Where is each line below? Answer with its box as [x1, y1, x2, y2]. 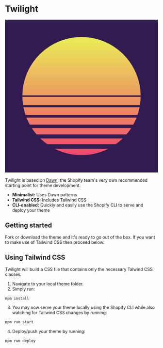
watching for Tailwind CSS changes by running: [12, 310, 107, 316]
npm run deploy [5, 338, 36, 344]
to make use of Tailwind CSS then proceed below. [5, 239, 104, 245]
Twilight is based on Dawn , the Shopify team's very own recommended [5, 177, 148, 183]
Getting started [5, 221, 52, 230]
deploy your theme [12, 207, 50, 213]
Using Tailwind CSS [5, 253, 65, 262]
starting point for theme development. [5, 182, 81, 188]
